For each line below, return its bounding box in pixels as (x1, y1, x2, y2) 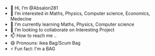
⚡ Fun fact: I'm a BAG (10, 46, 55, 51)
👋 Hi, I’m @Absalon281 (10, 5, 58, 11)
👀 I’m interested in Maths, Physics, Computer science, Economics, (10, 10, 150, 16)
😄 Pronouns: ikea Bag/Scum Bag (10, 40, 81, 46)
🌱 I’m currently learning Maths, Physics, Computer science (10, 21, 134, 27)
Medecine (10, 16, 32, 22)
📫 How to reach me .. (10, 32, 57, 39)
